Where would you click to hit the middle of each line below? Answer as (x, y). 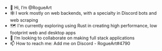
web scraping (24, 20)
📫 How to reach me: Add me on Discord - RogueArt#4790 (70, 43)
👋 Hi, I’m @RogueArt (31, 8)
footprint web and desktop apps (43, 33)
